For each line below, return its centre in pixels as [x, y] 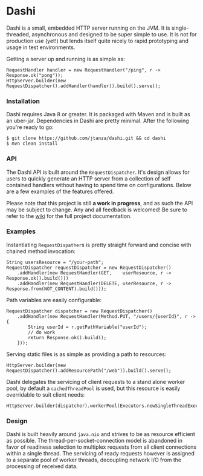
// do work [42, 332]
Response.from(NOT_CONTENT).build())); [56, 289]
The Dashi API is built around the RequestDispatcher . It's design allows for [98, 172]
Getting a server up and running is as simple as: [66, 59]
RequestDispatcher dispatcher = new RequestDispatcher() [79, 311]
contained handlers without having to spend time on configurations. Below [99, 185]
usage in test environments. [41, 47]
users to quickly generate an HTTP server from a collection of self [89, 178]
